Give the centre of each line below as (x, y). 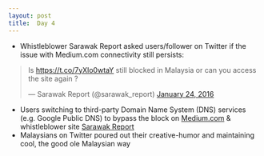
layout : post (30, 16)
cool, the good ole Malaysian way (75, 143)
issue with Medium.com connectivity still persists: (102, 54)
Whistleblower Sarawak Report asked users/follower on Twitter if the (133, 46)
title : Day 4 (32, 23)
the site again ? (53, 78)
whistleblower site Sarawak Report (77, 126)
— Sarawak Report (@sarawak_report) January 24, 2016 (121, 94)
